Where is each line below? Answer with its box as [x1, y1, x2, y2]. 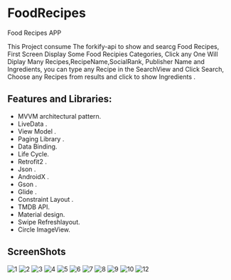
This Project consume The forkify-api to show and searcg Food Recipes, [7, 42, 220, 50]
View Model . [17, 126, 57, 136]
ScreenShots [7, 246, 66, 258]
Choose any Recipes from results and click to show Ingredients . [7, 72, 196, 81]
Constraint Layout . [17, 195, 74, 203]
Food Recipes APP [7, 28, 62, 37]
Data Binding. [17, 142, 58, 151]
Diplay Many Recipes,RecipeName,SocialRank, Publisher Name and [7, 57, 205, 65]
